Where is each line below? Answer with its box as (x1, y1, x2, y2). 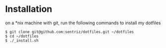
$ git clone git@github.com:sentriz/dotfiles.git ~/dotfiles (5, 29, 134, 34)
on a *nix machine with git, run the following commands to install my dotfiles (5, 20, 161, 26)
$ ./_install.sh (5, 38, 39, 43)
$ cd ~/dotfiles (5, 34, 39, 39)
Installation (5, 3, 53, 15)
